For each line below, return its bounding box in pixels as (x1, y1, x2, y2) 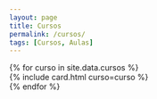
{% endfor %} (9, 81, 61, 92)
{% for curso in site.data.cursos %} (9, 62, 139, 73)
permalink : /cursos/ (9, 29, 87, 38)
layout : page (9, 12, 58, 22)
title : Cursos (9, 21, 62, 30)
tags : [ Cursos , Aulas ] (9, 37, 94, 47)
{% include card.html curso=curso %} (9, 72, 149, 83)
